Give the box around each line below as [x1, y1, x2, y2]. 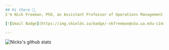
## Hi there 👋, [5, 7, 37, 12]
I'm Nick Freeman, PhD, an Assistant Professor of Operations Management [5, 12, 163, 17]
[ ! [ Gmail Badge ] [5, 21, 39, 26]
